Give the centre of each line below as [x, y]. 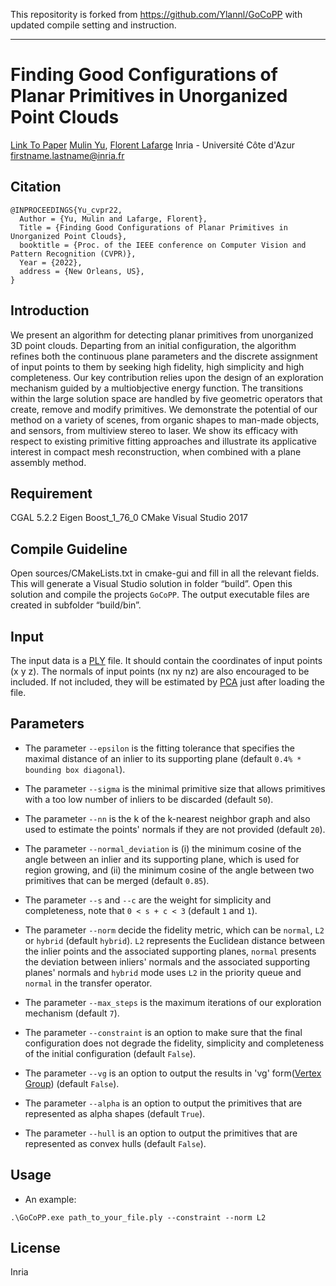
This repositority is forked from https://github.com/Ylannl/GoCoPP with [156, 14]
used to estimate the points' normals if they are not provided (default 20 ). [175, 829]
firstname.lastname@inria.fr [67, 155]
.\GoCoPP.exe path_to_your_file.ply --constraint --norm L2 [138, 1217]
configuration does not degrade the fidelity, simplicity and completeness [174, 1043]
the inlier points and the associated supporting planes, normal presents [170, 951]
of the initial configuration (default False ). [110, 1053]
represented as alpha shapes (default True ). [115, 1113]
